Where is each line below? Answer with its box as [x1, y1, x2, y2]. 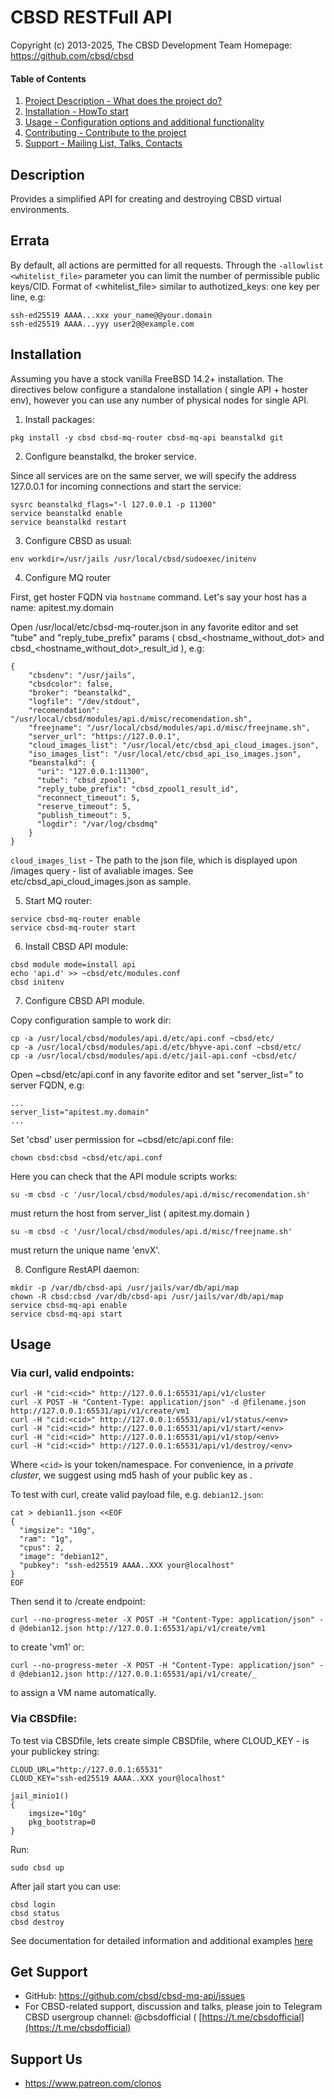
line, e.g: [10, 291, 46, 303]
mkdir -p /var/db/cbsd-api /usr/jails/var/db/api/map [10, 1282, 240, 1293]
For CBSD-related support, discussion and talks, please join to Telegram [24, 2001, 323, 2013]
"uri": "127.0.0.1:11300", [36, 766, 150, 776]
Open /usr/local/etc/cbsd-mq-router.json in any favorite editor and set [10, 621, 299, 633]
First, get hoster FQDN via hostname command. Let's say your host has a [10, 591, 307, 603]
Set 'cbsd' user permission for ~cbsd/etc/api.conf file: [10, 1133, 234, 1145]
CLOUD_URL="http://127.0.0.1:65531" [10, 1764, 163, 1775]
